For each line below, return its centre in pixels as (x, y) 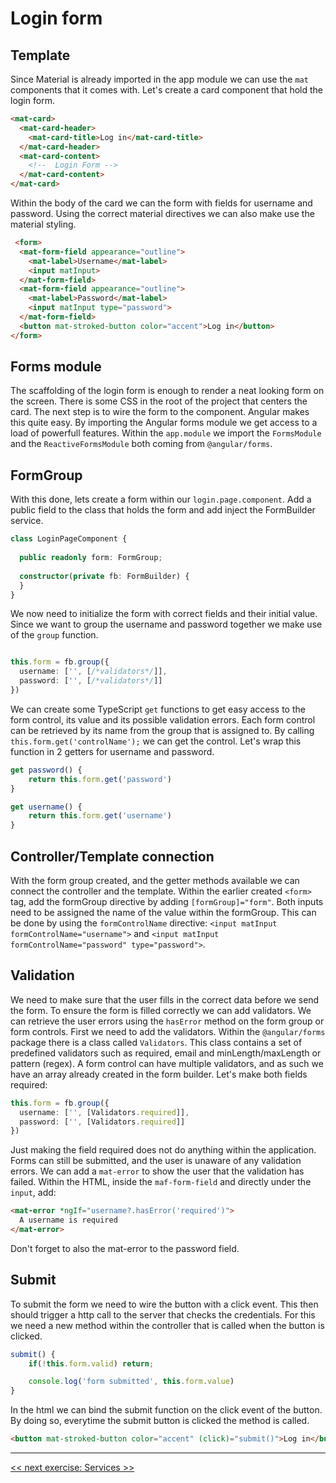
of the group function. (54, 635)
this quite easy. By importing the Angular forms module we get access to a (164, 423)
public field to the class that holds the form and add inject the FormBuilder (163, 510)
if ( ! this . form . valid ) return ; (91, 1363)
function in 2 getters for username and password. (112, 751)
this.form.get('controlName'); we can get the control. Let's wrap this (156, 741)
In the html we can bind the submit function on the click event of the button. (166, 1410)
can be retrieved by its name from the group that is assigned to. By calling (162, 730)
